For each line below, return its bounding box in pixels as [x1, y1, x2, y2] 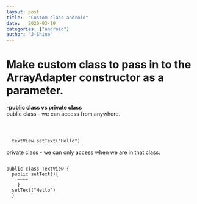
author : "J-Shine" [6, 32, 53, 38]
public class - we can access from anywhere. [6, 110, 121, 118]
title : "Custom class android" [6, 15, 88, 21]
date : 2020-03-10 [6, 20, 56, 26]
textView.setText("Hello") [12, 138, 81, 144]
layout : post [6, 9, 40, 15]
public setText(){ [12, 171, 59, 177]
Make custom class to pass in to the [6, 58, 192, 72]
